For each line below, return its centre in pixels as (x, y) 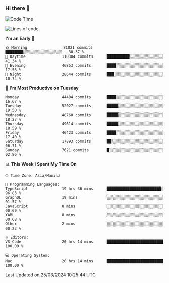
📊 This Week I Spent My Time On (41, 164)
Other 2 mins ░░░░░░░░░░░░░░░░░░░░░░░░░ (84, 224)
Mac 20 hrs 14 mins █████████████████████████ (84, 261)
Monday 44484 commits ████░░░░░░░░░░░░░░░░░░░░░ (84, 97)
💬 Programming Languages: (32, 184)
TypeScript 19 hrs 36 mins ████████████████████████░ (84, 189)
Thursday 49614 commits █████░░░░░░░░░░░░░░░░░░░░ (84, 124)
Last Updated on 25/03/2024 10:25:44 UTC (50, 275)
